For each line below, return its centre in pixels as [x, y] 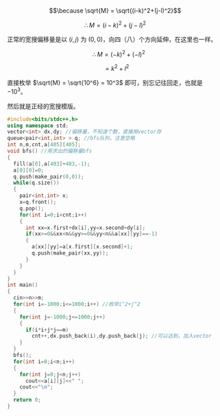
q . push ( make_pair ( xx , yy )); [70, 253]
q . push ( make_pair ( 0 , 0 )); [49, 176]
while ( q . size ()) [36, 183]
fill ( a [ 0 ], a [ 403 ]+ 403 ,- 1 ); [52, 164]
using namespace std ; [38, 126]
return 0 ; [27, 400]
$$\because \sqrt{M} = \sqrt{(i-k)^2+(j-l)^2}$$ [115, 11]
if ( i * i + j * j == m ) [47, 330]
